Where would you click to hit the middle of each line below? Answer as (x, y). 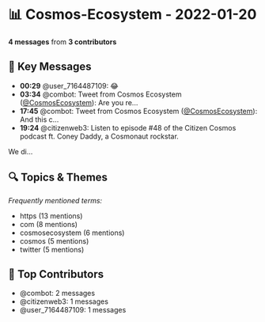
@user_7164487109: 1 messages (73, 310)
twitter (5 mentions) (52, 249)
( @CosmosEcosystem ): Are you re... (79, 102)
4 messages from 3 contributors (62, 42)
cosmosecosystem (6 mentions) (72, 233)
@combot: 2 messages (57, 294)
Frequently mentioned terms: (55, 200)
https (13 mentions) (51, 216)
